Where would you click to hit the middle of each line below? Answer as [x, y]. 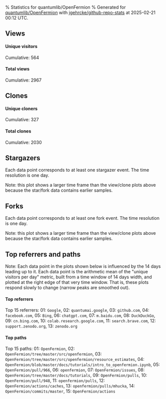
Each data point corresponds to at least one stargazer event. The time [77, 170]
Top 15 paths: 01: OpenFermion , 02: [40, 349]
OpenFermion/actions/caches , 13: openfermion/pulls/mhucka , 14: [70, 386]
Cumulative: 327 [22, 120]
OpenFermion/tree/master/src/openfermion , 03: [53, 354]
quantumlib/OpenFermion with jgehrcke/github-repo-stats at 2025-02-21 [80, 13]
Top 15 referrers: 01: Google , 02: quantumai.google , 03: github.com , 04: [77, 310]
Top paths [16, 337]
